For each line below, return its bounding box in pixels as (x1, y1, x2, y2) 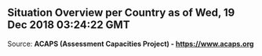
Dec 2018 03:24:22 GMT (7, 19, 130, 32)
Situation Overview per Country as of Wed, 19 (7, 6, 235, 19)
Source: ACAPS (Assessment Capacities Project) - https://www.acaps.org (7, 39, 254, 48)
